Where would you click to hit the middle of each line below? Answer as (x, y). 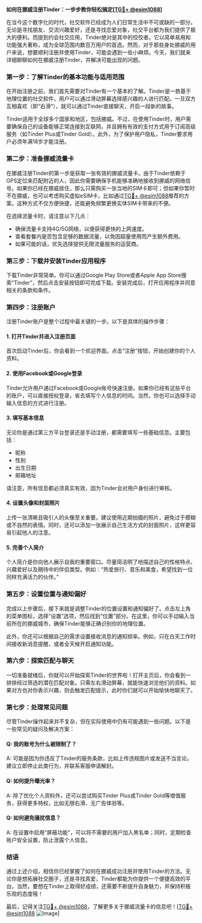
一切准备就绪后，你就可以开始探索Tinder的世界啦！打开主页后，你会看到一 (99, 675)
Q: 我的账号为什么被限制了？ (41, 744)
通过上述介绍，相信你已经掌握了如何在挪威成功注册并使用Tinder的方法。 (96, 871)
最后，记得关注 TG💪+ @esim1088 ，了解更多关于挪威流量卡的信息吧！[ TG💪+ (100, 906)
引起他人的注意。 (32, 533)
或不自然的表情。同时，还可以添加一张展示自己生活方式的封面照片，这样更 (98, 525)
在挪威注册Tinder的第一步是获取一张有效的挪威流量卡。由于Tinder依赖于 (96, 173)
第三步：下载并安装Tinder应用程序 (56, 261)
